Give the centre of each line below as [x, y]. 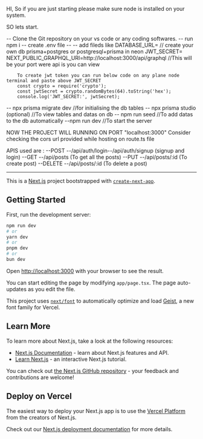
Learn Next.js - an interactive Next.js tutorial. [71, 359]
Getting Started [36, 200]
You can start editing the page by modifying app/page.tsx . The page [91, 282]
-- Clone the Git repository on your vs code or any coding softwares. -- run [100, 38]
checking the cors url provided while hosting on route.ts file [80, 139]
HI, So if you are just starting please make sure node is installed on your [96, 9]
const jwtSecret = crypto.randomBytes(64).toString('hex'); [94, 91]
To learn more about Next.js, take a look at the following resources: [90, 341]
